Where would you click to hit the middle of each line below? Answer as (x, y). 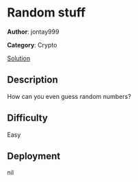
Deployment (34, 156)
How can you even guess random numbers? (69, 96)
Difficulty (27, 118)
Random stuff (46, 13)
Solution (19, 58)
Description (32, 80)
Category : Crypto (32, 45)
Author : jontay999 (33, 32)
